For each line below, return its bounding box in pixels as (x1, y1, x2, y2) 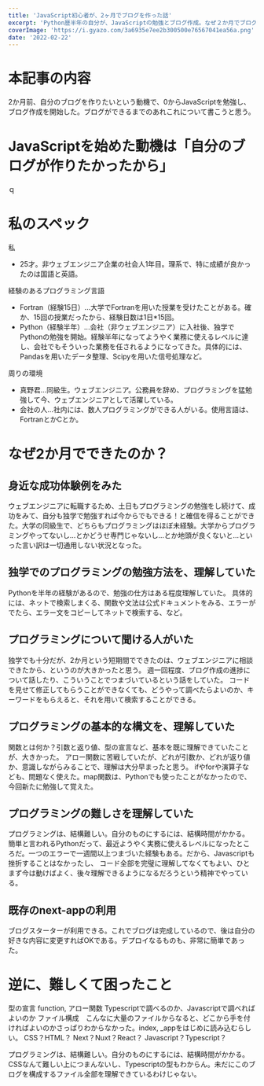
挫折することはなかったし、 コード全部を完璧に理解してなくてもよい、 (8, 859, 237, 868)
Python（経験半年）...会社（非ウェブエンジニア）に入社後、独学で (19, 322, 235, 332)
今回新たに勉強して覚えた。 (8, 782, 98, 791)
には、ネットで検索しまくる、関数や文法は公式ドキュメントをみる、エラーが (8, 598, 256, 607)
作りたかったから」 (49, 157, 174, 175)
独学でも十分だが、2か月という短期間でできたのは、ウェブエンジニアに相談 (8, 655, 254, 664)
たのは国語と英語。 (19, 269, 82, 279)
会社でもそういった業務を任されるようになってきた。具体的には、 (33, 342, 247, 352)
